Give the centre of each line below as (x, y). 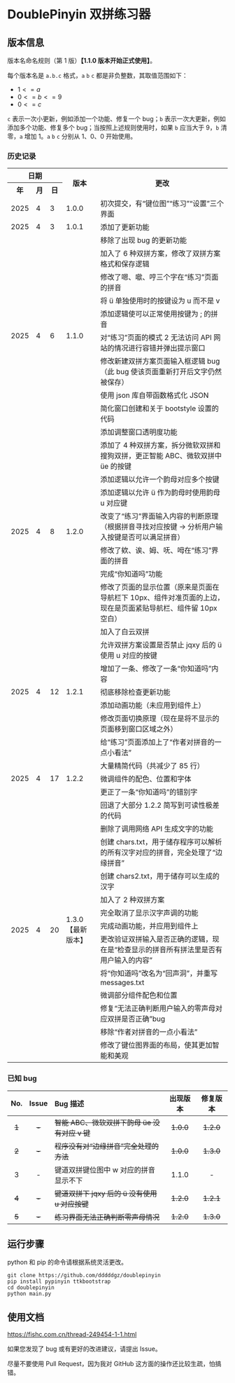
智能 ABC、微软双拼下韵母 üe (103, 1122)
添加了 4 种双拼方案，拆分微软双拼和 (161, 446)
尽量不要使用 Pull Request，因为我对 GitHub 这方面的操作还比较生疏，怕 (111, 1364)
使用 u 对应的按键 (129, 656)
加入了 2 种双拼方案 (133, 900)
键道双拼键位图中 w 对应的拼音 (105, 1169)
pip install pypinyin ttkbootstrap (59, 1282)
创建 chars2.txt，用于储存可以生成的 (160, 876)
